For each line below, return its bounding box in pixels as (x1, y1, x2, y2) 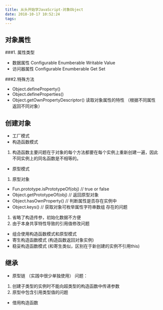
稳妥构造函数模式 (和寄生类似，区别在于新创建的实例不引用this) (12, 243, 140, 249)
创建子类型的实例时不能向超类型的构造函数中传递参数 (12, 283, 120, 289)
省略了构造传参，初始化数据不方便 (12, 215, 81, 220)
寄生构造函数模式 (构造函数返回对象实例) (12, 237, 94, 243)
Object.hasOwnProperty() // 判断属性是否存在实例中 (12, 198, 117, 203)
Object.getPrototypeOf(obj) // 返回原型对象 (12, 192, 99, 198)
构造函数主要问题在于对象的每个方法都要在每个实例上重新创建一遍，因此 (12, 150, 158, 155)
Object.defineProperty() (12, 86, 61, 92)
